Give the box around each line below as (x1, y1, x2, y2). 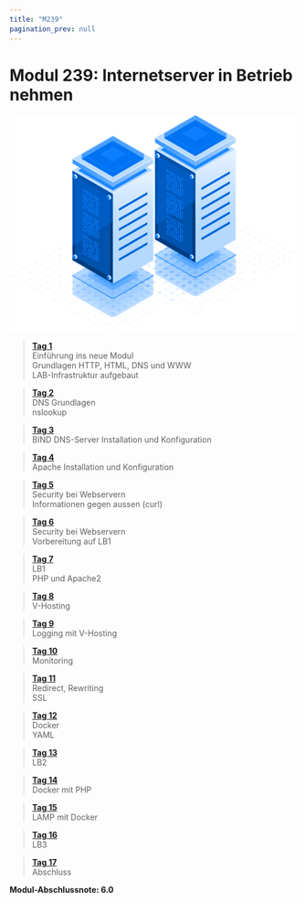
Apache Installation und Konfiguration (31, 462, 174, 472)
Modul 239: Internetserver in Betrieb (9, 65, 293, 86)
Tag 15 (31, 801, 58, 812)
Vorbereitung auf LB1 (31, 536, 111, 547)
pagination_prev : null (9, 24, 96, 34)
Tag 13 (31, 747, 58, 758)
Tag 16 (31, 829, 58, 840)
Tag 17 (31, 856, 58, 867)
